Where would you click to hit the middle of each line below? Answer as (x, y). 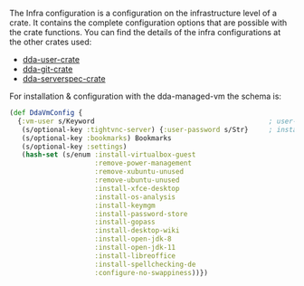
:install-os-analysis (135, 197)
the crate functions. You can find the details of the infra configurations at (145, 32)
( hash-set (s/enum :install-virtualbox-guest (109, 155)
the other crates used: (51, 42)
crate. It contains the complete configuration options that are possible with (148, 23)
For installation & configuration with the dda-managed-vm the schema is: (146, 96)
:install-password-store (141, 214)
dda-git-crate (47, 69)
